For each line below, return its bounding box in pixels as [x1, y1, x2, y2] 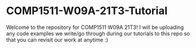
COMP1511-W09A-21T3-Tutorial [6, 4, 168, 18]
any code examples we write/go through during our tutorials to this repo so [6, 30, 191, 37]
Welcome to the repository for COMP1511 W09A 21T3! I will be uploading [6, 24, 184, 31]
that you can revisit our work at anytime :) [6, 36, 108, 43]
